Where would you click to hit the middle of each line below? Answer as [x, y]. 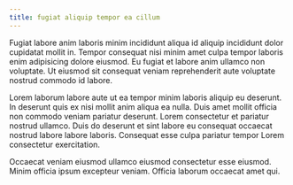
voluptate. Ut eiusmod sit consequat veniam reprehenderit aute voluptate [143, 71]
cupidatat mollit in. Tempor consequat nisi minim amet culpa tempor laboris [146, 52]
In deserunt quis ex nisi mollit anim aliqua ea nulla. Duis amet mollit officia [143, 106]
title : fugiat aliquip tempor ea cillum [85, 17]
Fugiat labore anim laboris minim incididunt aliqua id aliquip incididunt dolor [146, 42]
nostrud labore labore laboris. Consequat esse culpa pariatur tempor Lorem [147, 135]
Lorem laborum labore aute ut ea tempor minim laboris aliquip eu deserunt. [146, 97]
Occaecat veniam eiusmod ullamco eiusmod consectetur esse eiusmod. [140, 161]
